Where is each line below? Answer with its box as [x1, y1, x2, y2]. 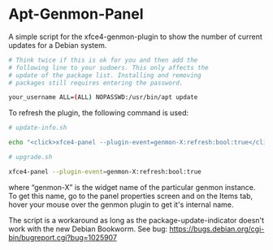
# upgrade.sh [8, 153, 53, 162]
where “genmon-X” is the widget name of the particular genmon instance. [8, 182, 256, 192]
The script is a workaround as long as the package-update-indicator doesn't [8, 215, 265, 225]
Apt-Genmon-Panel [8, 5, 144, 24]
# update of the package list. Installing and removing [8, 71, 201, 80]
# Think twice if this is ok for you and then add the [8, 56, 198, 64]
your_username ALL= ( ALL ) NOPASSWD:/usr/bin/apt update [8, 93, 198, 101]
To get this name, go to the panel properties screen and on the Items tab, [8, 191, 253, 200]
